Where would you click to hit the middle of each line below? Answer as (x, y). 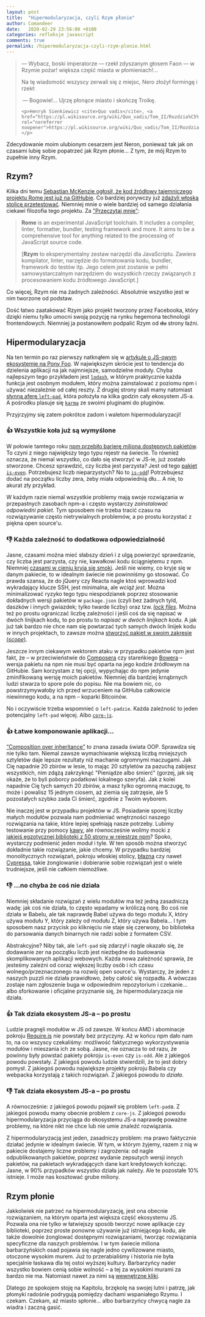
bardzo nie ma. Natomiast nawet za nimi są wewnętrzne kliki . (83, 1276)
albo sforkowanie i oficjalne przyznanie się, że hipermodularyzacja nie (95, 991)
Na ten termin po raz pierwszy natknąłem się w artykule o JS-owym (92, 357)
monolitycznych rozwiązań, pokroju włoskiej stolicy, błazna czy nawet (94, 856)
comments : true (26, 40)
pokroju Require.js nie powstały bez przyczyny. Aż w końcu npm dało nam (100, 1036)
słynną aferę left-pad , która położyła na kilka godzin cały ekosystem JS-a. (100, 396)
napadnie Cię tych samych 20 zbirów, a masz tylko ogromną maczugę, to (99, 786)
